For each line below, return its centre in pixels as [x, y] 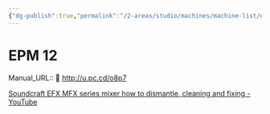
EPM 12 [33, 55]
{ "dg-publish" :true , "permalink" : [64, 16]
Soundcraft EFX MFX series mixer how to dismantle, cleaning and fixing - [129, 93]
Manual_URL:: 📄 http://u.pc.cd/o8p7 [67, 78]
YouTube [23, 102]
